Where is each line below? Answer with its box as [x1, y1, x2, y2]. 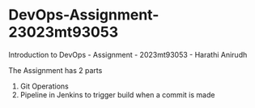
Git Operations [19, 81, 69, 91]
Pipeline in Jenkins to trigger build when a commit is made [19, 89, 215, 99]
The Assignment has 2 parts [8, 65, 103, 75]
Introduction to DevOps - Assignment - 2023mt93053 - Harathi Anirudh [8, 50, 248, 59]
